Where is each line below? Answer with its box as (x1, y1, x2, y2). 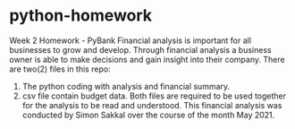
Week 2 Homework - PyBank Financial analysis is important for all (9, 35, 252, 46)
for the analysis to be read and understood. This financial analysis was (21, 99, 282, 110)
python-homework (9, 5, 153, 26)
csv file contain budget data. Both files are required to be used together (21, 90, 287, 101)
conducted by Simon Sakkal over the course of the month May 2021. (21, 109, 275, 120)
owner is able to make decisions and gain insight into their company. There (9, 54, 285, 64)
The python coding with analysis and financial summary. (21, 81, 231, 91)
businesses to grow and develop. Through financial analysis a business (9, 44, 272, 55)
